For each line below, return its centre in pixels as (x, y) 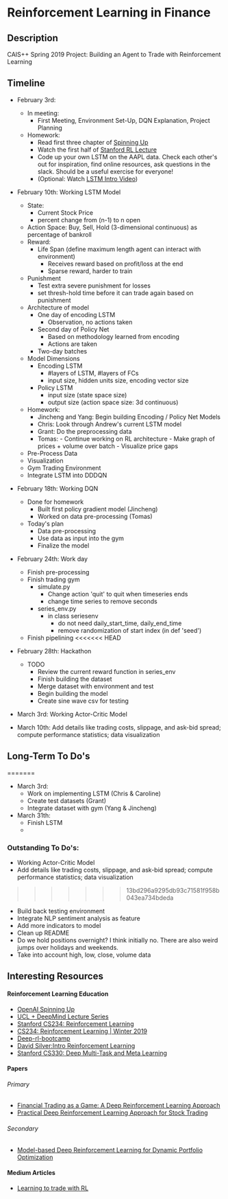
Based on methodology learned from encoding (114, 336)
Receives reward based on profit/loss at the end (115, 264)
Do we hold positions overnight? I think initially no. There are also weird (117, 940)
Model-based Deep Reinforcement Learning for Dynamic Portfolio (110, 1150)
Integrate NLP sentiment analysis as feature (78, 918)
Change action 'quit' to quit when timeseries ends (118, 594)
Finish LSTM (45, 822)
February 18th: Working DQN (58, 488)
